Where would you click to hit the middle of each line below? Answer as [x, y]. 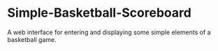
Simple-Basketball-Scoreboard [100, 13]
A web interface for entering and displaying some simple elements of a [109, 32]
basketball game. [32, 39]
